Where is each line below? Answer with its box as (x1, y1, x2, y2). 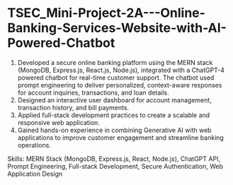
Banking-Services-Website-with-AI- (7, 20, 227, 36)
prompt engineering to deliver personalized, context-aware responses (17, 80, 222, 89)
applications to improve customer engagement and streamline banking (17, 133, 225, 142)
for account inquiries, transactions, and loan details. (17, 88, 170, 97)
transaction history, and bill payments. (17, 103, 130, 112)
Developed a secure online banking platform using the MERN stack (17, 58, 213, 66)
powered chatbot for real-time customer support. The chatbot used (17, 73, 215, 82)
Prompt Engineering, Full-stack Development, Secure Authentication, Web (7, 162, 223, 170)
